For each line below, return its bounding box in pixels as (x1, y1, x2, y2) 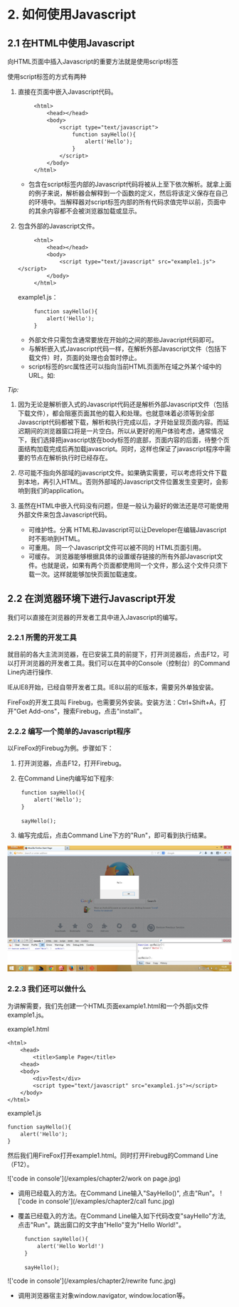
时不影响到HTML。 (28, 534, 84, 543)
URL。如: (28, 371, 55, 379)
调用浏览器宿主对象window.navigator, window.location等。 (17, 1291, 189, 1299)
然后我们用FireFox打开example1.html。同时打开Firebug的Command (7, 1150, 204, 1160)
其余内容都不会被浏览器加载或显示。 (34, 207, 141, 215)
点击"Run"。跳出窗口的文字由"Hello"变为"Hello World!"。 (17, 1220, 185, 1229)
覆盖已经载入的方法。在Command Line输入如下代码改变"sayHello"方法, (17, 1211, 226, 1220)
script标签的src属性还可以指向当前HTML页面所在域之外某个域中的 (28, 362, 222, 371)
